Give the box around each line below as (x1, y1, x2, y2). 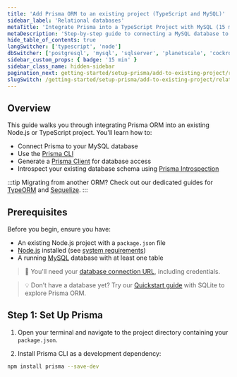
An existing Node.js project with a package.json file (17, 239, 166, 247)
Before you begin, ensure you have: (7, 225, 111, 233)
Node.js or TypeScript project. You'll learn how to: (7, 128, 152, 137)
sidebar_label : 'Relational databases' (7, 17, 125, 24)
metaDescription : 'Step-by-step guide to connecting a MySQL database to (7, 30, 229, 37)
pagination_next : (7, 69, 59, 76)
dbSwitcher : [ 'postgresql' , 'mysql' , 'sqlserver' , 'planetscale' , (7, 50, 207, 57)
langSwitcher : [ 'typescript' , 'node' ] (7, 43, 121, 50)
